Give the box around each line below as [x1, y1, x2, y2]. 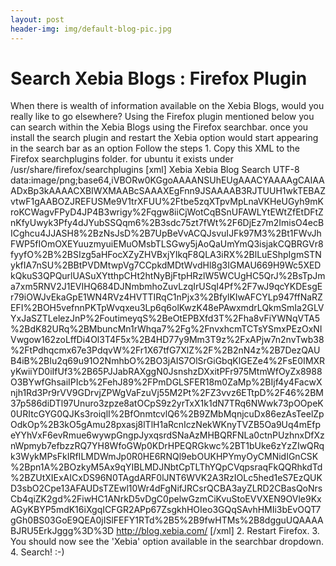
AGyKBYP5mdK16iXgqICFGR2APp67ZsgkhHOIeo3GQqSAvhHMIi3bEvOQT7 [10, 504, 322, 516]
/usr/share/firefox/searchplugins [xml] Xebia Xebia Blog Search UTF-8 [10, 164, 300, 176]
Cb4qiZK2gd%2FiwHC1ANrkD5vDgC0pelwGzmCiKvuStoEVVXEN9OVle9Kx [10, 493, 322, 505]
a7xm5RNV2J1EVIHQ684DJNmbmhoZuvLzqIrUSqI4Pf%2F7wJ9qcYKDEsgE [10, 281, 323, 293]
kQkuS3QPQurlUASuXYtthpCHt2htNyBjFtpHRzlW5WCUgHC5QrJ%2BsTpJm [10, 270, 326, 282]
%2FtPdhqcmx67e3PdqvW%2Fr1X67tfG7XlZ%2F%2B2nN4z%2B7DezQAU [10, 344, 321, 356]
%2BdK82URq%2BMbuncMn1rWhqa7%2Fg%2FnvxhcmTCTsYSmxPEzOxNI [10, 323, 323, 335]
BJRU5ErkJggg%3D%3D [10, 525, 115, 537]
